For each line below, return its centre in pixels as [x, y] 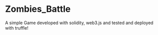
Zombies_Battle [38, 9]
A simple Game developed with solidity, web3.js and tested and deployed [79, 23]
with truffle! [17, 28]
